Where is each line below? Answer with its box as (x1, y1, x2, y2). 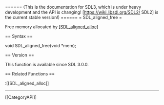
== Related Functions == (5, 71, 55, 77)
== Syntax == (5, 34, 33, 39)
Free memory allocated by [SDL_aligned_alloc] (5, 24, 99, 30)
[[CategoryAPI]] (5, 94, 37, 100)
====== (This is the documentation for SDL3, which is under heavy (5, 4, 142, 10)
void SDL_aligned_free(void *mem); (5, 43, 77, 48)
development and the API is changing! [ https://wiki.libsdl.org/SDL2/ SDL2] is (5, 9, 159, 15)
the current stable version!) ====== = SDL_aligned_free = (5, 15, 122, 20)
